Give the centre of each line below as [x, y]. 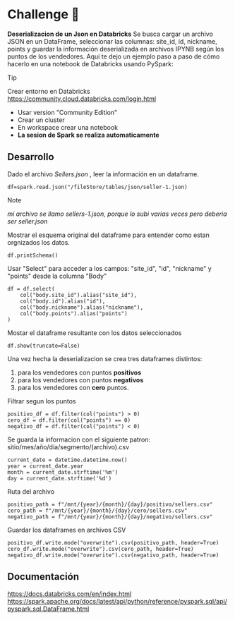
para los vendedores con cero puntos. [73, 387]
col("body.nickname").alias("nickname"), [82, 307]
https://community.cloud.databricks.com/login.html [82, 99]
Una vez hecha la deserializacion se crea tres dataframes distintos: [105, 358]
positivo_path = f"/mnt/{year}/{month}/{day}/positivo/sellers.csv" [110, 504]
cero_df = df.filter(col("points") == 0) [69, 420]
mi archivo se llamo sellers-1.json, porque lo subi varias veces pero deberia [117, 214]
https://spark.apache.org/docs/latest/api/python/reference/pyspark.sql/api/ [117, 601]
